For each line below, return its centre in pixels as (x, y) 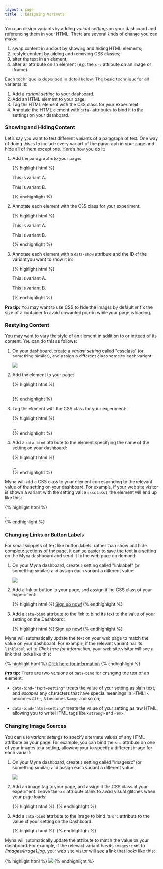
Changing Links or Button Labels (45, 535)
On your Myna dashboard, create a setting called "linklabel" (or (76, 565)
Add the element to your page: (43, 375)
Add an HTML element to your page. (49, 99)
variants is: (16, 84)
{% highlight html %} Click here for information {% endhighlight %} (73, 664)
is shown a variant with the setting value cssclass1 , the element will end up (81, 492)
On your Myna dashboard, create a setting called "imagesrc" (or (77, 762)
